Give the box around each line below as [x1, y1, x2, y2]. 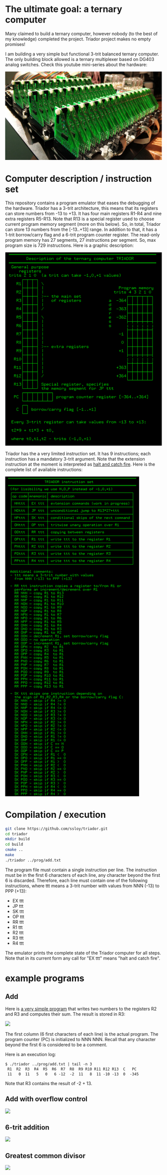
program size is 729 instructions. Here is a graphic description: [5, 242, 134, 248]
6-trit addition [5, 1123, 50, 1132]
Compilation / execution [5, 809, 106, 820]
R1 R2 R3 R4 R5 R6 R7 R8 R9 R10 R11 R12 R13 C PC [7, 1067, 137, 1072]
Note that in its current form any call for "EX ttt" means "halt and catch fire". [5, 955, 161, 961]
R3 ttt [12, 935, 24, 941]
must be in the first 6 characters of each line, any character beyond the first [5, 872, 161, 878]
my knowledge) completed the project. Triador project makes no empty [5, 36, 151, 42]
